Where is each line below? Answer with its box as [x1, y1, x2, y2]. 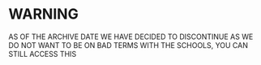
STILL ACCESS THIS [8, 49, 77, 58]
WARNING [8, 5, 79, 24]
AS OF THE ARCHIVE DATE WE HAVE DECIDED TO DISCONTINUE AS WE [8, 32, 254, 41]
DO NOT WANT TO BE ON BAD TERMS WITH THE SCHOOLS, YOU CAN [8, 40, 249, 50]
